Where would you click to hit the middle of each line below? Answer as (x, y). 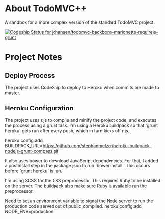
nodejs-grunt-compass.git (32, 151)
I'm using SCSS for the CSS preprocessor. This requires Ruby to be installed (82, 180)
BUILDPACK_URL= (24, 145)
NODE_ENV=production (29, 211)
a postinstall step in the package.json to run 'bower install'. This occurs (78, 165)
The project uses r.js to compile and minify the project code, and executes (81, 120)
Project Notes (34, 57)
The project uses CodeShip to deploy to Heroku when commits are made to (82, 87)
